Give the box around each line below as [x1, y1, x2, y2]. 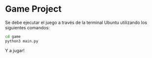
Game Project [5, 3, 62, 15]
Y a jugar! [5, 47, 25, 53]
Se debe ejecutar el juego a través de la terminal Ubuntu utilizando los [5, 19, 148, 25]
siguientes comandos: [5, 24, 50, 30]
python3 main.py [5, 39, 38, 43]
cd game [5, 34, 21, 39]
